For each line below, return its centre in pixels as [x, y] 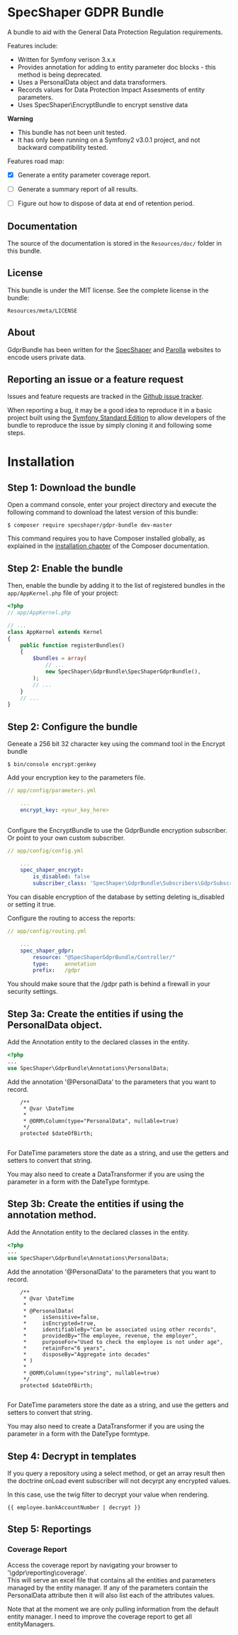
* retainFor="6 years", [64, 1349]
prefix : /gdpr [57, 970]
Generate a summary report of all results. [78, 189]
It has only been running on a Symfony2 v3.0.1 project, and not [109, 140]
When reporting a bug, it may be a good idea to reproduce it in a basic [110, 410]
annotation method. [52, 1215]
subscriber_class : [60, 884]
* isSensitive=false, [61, 1318]
